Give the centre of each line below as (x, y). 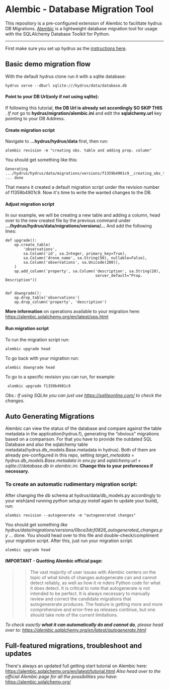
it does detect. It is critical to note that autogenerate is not (90, 588)
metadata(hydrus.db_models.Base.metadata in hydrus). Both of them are (80, 450)
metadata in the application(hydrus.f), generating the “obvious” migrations (82, 434)
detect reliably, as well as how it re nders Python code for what (95, 583)
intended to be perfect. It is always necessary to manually (90, 593)
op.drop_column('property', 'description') (61, 302)
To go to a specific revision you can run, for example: (60, 376)
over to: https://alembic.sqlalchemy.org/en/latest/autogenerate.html (76, 630)
